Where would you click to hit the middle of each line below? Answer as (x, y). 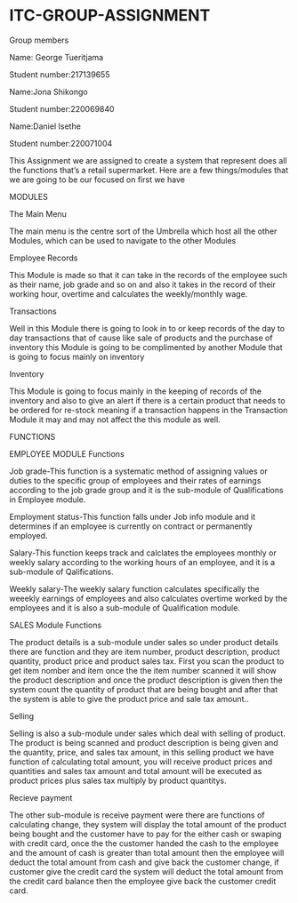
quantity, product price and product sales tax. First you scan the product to (147, 661)
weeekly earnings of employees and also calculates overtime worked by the (148, 598)
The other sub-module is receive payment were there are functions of (137, 815)
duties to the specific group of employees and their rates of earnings (135, 480)
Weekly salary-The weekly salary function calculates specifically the (134, 588)
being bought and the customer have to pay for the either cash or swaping (145, 834)
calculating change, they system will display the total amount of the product (148, 824)
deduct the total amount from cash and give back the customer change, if (145, 862)
